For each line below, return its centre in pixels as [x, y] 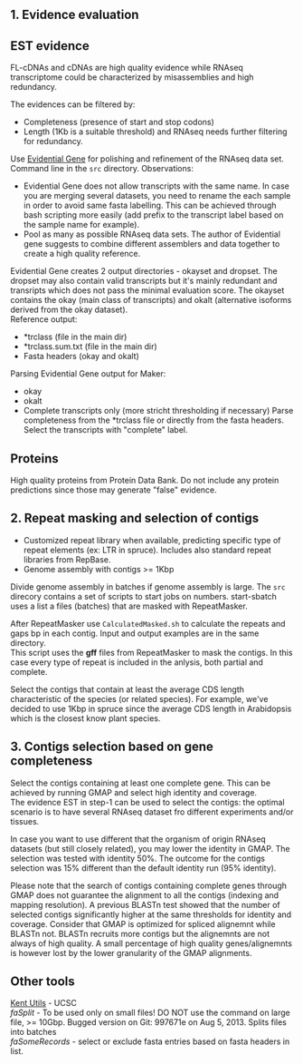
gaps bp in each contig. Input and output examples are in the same [135, 633]
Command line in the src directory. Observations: [102, 169]
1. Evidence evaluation [75, 15]
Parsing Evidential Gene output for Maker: [88, 374]
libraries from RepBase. [67, 559]
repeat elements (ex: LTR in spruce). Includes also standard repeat [147, 550]
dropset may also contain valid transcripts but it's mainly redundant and [144, 281]
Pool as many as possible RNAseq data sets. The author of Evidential [152, 234]
